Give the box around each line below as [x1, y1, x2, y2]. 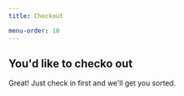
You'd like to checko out [8, 56, 133, 70]
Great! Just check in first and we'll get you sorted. [8, 78, 177, 88]
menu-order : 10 [8, 26, 60, 35]
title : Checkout [8, 11, 64, 20]
